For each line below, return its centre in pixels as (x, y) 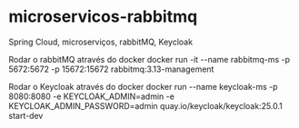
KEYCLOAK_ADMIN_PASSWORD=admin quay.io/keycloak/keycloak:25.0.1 (146, 105)
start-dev (26, 115)
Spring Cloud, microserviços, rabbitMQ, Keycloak (100, 42)
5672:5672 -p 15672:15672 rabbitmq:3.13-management (111, 69)
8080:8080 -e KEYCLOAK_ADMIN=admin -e (91, 96)
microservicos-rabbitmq (103, 17)
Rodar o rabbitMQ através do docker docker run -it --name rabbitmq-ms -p (149, 59)
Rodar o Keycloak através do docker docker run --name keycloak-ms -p (143, 86)
